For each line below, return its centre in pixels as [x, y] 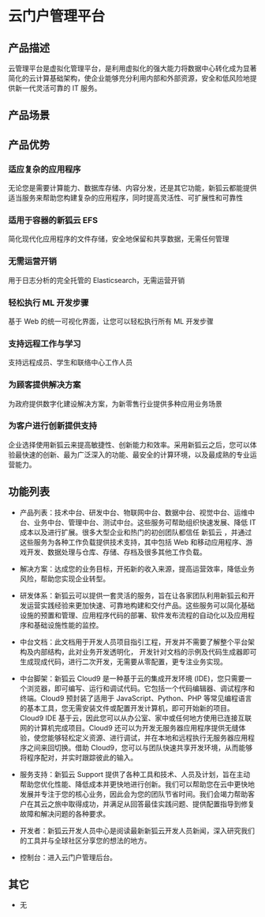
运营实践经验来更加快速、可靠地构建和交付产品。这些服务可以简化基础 [140, 605]
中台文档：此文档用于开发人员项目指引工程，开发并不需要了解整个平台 [134, 642]
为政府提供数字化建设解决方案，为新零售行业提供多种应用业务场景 [115, 403]
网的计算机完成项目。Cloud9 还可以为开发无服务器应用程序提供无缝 [129, 727]
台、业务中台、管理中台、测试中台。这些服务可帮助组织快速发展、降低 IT [138, 522]
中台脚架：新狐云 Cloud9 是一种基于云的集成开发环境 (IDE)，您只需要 [132, 678]
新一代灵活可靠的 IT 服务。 [58, 88]
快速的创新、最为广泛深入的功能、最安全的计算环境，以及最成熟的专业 [136, 455]
